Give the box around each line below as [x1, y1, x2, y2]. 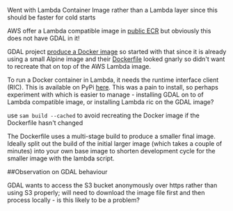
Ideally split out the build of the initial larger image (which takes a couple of [7, 140, 223, 148]
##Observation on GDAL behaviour [7, 168, 108, 176]
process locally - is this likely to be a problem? [7, 196, 140, 204]
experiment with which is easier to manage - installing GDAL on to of [7, 90, 204, 99]
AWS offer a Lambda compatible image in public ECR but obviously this [7, 27, 211, 35]
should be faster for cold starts [7, 13, 96, 22]
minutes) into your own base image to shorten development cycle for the [7, 147, 216, 155]
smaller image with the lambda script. [7, 154, 115, 162]
